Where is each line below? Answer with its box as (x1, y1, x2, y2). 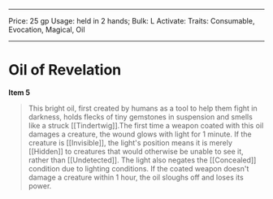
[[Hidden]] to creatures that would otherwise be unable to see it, (28, 146, 244, 156)
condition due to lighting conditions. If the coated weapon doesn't (28, 163, 249, 173)
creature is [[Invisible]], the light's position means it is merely (28, 137, 233, 147)
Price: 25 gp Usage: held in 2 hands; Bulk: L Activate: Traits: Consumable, (8, 16, 255, 25)
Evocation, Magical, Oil (8, 25, 85, 34)
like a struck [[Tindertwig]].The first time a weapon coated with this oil (28, 120, 264, 130)
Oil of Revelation (8, 61, 122, 80)
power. (28, 180, 52, 191)
